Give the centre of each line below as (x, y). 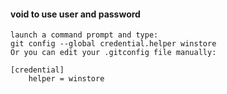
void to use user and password (75, 14)
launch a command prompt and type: (84, 35)
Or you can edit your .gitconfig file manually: (113, 53)
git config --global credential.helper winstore (113, 44)
